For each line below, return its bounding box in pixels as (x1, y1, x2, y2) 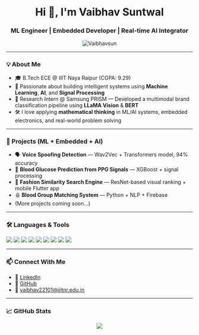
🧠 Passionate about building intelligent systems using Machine (14, 82, 168, 90)
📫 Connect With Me (6, 258, 66, 266)
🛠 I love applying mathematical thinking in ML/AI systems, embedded (14, 108, 188, 115)
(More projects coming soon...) (14, 200, 91, 207)
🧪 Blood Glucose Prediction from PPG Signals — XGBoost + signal (14, 166, 179, 173)
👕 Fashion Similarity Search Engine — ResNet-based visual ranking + (14, 178, 187, 186)
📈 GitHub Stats (6, 307, 52, 315)
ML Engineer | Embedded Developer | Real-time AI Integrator (11, 27, 188, 35)
